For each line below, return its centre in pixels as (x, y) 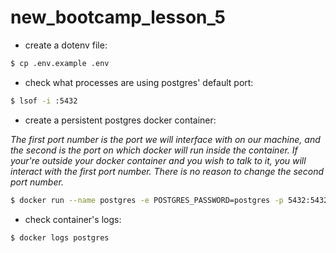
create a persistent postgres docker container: (120, 120)
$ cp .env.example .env (60, 63)
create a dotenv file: (66, 45)
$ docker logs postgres (60, 237)
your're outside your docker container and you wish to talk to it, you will (158, 160)
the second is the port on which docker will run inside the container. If (154, 150)
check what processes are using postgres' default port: (139, 82)
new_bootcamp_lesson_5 (118, 17)
